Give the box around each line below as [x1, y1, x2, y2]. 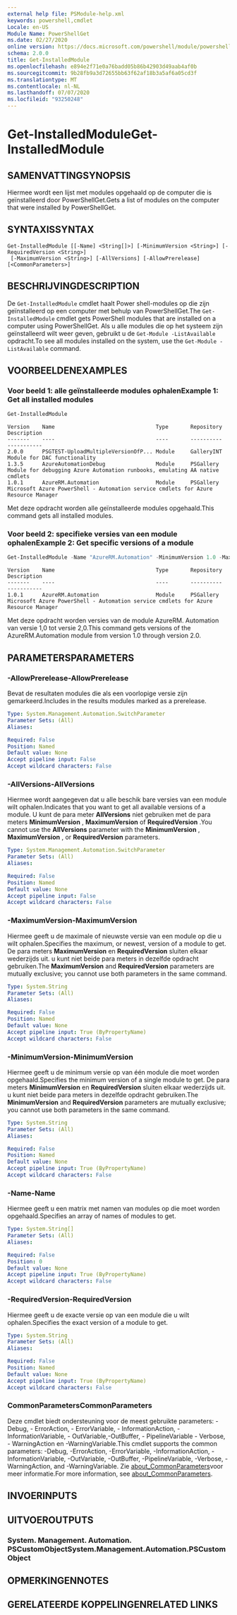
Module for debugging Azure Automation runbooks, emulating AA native [7, 467, 219, 474]
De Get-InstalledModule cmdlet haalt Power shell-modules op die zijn [7, 299, 209, 308]
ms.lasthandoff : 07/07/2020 [7, 89, 90, 96]
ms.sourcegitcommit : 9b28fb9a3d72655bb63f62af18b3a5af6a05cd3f [7, 69, 197, 76]
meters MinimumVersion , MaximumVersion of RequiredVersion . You [7, 818, 213, 826]
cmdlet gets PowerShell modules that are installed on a [56, 314, 217, 323]
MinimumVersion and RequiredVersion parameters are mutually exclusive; [7, 1098, 226, 1106]
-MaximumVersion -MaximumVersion [7, 915, 138, 925]
